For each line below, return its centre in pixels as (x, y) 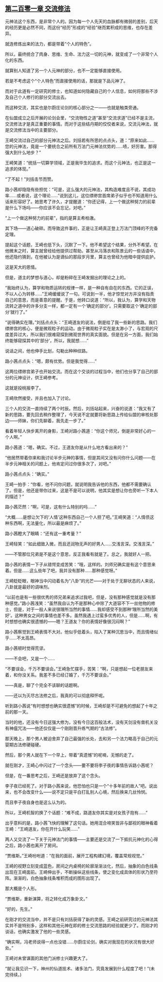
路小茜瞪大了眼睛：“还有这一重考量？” (43, 533)
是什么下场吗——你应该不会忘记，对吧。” (45, 207)
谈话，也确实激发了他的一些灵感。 (39, 932)
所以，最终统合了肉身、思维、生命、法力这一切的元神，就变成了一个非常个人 (81, 54)
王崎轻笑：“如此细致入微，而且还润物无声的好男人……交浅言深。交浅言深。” (80, 544)
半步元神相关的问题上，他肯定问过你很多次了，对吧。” (58, 464)
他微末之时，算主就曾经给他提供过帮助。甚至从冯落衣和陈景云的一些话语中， (81, 250)
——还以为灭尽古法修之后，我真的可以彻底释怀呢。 (56, 695)
